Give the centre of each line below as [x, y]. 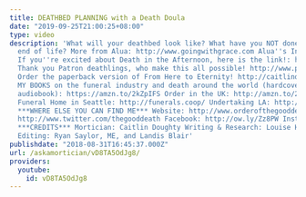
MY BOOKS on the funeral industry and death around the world [138, 85]
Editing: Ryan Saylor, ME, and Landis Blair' [106, 136]
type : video [32, 34]
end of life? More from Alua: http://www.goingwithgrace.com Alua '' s [152, 52]
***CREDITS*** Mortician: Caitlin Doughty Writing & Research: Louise [154, 128]
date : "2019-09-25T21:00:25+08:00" [77, 26]
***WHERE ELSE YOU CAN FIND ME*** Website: [101, 111]
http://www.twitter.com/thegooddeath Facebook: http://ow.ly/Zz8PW [148, 119]
